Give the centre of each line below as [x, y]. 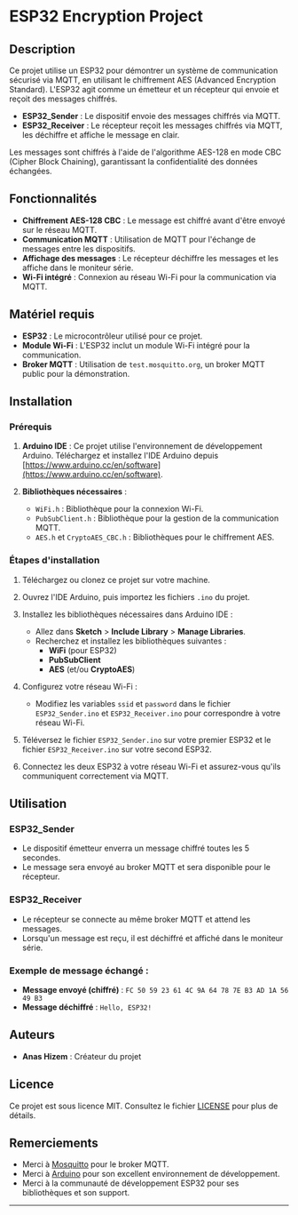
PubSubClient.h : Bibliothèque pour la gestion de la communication [157, 518]
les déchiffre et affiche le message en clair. [101, 135]
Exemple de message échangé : [79, 971]
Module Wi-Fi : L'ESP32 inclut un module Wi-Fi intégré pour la [136, 345]
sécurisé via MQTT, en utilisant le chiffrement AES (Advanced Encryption [143, 80]
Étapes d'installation [55, 560]
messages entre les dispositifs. [78, 248]
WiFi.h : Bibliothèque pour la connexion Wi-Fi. [119, 509]
